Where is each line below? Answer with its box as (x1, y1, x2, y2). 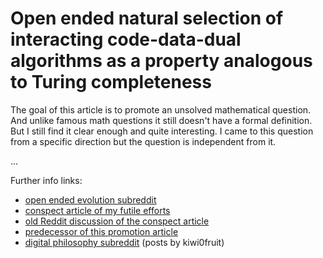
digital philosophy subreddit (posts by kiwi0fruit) (24, 236, 225, 248)
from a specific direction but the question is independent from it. (10, 135, 277, 147)
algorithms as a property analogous (10, 50, 313, 72)
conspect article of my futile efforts (24, 204, 171, 216)
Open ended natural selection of (10, 7, 284, 30)
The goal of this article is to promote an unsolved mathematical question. (10, 103, 312, 116)
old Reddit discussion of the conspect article (24, 215, 210, 227)
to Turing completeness (10, 71, 212, 94)
